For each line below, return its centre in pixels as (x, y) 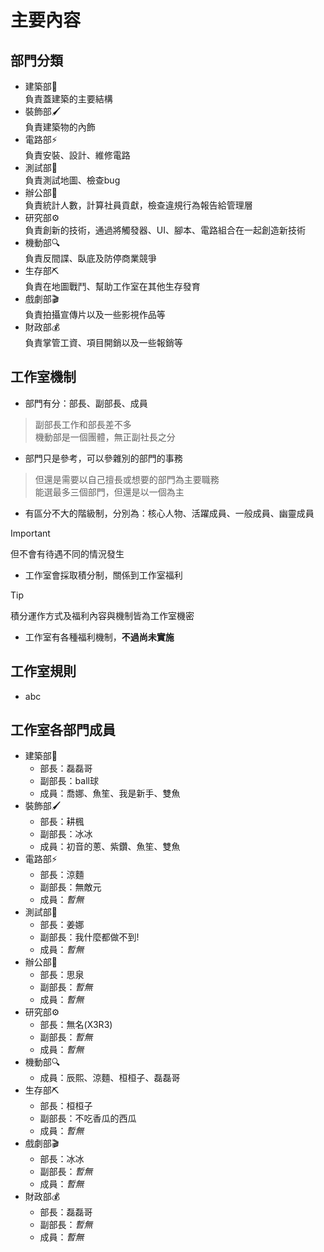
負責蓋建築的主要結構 (68, 99)
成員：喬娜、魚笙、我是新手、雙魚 (110, 793)
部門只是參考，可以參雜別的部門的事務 (103, 458)
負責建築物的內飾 (60, 127)
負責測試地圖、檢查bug (72, 180)
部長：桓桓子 (66, 1106)
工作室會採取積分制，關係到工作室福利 (103, 575)
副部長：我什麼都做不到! (89, 937)
